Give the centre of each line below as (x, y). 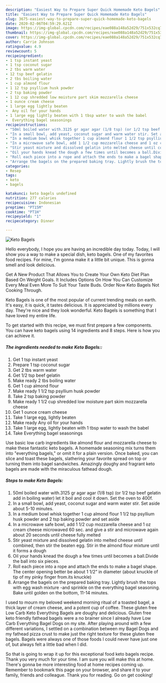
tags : (11, 175)
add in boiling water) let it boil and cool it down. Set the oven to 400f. (83, 498)
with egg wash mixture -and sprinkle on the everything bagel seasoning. (86, 587)
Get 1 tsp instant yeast (35, 359)
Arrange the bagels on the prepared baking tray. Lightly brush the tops (84, 582)
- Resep (14, 171)
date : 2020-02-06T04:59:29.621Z (39, 24)
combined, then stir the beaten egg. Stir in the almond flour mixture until (86, 545)
